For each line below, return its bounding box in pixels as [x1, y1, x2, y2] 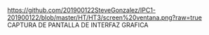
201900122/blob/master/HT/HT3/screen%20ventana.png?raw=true [7, 13, 202, 22]
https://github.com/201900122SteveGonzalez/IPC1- [7, 6, 156, 14]
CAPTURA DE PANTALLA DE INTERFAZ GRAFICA [7, 21, 149, 29]
